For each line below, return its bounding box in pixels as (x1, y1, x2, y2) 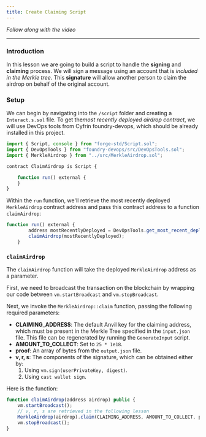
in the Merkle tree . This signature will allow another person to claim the (6, 74, 187, 81)
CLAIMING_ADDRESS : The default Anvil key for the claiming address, (15, 321, 192, 329)
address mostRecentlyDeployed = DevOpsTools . (28, 227, 147, 234)
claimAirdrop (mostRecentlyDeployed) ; (28, 234, 124, 240)
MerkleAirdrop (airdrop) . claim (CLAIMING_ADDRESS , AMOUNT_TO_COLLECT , (17, 414, 196, 420)
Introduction (6, 47, 44, 55)
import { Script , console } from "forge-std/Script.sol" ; (6, 141, 158, 147)
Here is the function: (6, 385, 58, 392)
